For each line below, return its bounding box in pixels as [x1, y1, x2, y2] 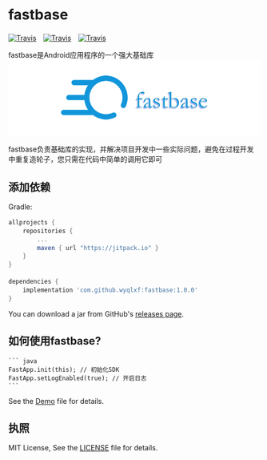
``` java [8, 357, 38, 365]
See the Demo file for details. [8, 396, 104, 406]
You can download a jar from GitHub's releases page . [8, 309, 185, 318]
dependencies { [8, 278, 59, 286]
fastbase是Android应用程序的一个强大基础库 [8, 50, 154, 59]
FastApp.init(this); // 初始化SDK [8, 365, 120, 373]
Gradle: [8, 202, 33, 212]
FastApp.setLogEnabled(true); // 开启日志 [8, 374, 147, 382]
